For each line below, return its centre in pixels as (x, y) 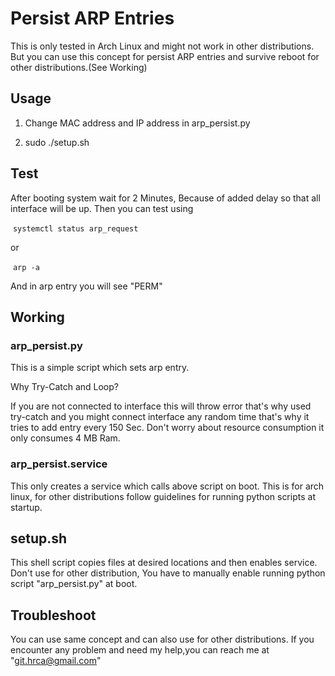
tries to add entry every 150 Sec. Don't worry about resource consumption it (167, 428)
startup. (26, 507)
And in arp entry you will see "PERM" (86, 286)
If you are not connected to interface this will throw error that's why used (161, 406)
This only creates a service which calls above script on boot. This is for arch (167, 486)
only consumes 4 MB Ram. (65, 438)
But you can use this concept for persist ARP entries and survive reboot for (165, 56)
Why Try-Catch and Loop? (64, 387)
